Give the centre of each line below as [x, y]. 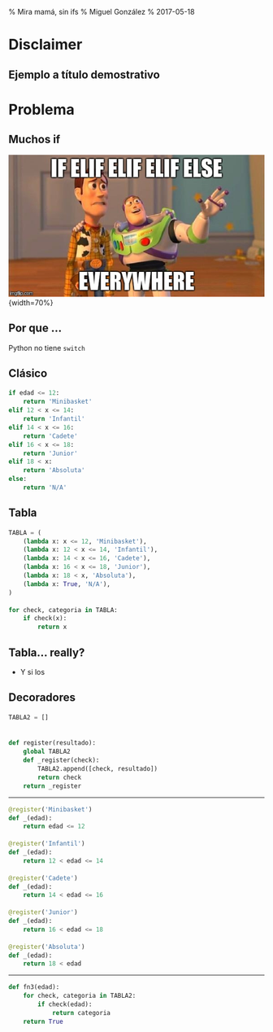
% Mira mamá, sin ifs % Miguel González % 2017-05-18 [102, 12]
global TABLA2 [47, 752]
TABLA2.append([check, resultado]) [98, 769]
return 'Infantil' [54, 419]
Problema [41, 109]
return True [43, 1021]
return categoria [81, 1012]
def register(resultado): [52, 743]
